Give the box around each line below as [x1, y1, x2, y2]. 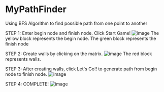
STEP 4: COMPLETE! [5, 81, 49, 87]
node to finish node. [5, 71, 47, 77]
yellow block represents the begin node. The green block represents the [5, 35, 156, 41]
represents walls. [5, 56, 42, 62]
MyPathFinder [5, 4, 67, 15]
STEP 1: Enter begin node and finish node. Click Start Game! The [5, 30, 159, 36]
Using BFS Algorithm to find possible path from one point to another [5, 20, 148, 26]
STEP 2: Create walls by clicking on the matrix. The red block [5, 51, 152, 57]
